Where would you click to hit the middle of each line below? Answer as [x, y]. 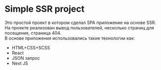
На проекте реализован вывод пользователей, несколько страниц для [79, 27]
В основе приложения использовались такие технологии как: [70, 38]
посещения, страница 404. [33, 33]
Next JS [20, 63]
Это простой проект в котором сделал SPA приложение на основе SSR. [80, 23]
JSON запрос [26, 58]
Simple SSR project [45, 9]
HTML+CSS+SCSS [31, 47]
